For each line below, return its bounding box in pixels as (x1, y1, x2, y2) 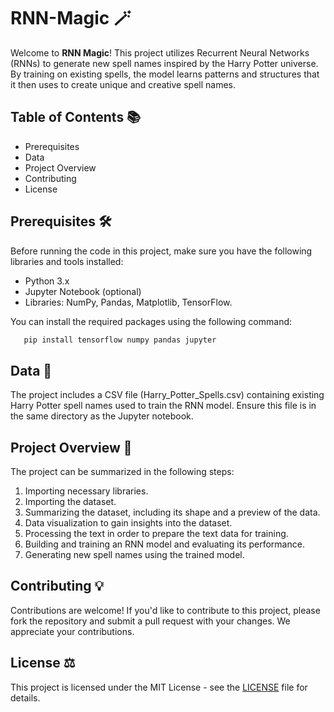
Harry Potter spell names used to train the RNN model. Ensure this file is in (10, 400, 317, 412)
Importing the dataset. (24, 496, 117, 508)
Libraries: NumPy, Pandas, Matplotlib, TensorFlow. (24, 296, 233, 308)
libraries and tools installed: (10, 255, 124, 267)
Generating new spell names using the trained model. (24, 549, 245, 561)
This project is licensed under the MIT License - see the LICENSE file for (10, 681, 308, 693)
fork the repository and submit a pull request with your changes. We (10, 615, 291, 627)
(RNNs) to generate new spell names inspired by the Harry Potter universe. (10, 57, 319, 69)
